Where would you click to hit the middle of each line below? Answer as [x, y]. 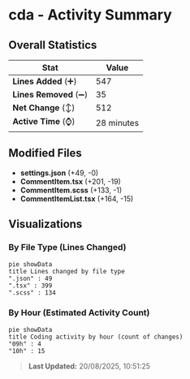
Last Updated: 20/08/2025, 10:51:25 [89, 366]
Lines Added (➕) [45, 81]
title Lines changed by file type [67, 271]
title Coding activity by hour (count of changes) [96, 337]
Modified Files [45, 153]
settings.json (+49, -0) [59, 173]
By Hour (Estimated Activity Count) [79, 312]
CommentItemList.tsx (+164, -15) [77, 198]
